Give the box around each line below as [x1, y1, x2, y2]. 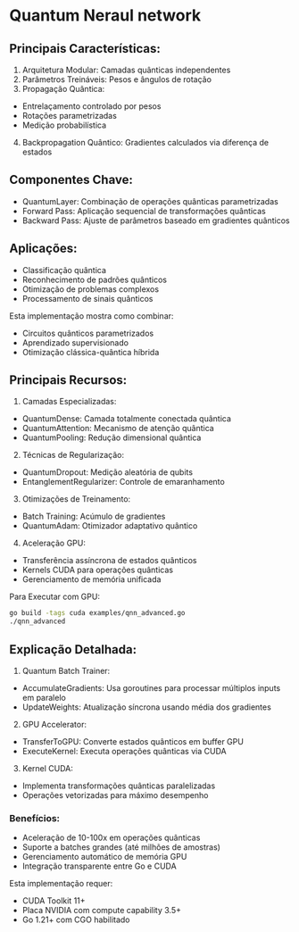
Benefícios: [9, 811, 61, 824]
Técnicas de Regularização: [21, 450, 125, 461]
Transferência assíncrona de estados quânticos [21, 555, 197, 566]
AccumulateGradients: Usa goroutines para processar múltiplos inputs [21, 683, 281, 693]
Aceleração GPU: [21, 537, 87, 549]
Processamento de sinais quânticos [21, 293, 154, 304]
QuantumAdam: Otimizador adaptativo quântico [21, 520, 198, 531]
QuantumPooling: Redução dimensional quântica [21, 432, 202, 443]
